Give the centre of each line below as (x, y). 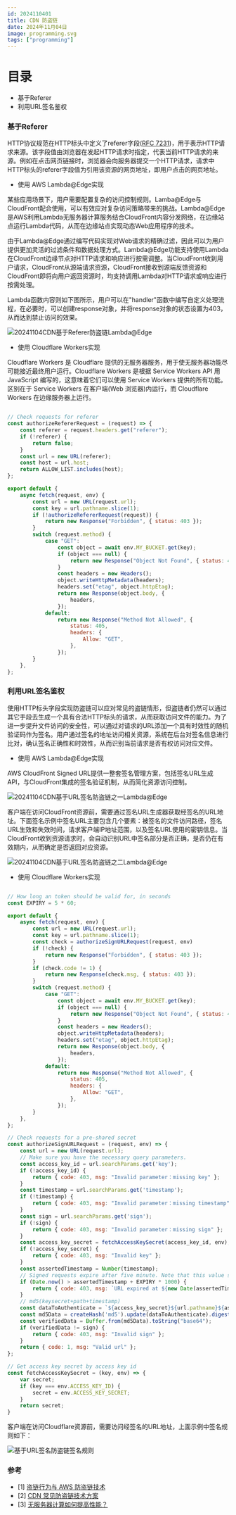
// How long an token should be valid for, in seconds (89, 896)
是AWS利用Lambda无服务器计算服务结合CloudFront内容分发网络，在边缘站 (116, 217)
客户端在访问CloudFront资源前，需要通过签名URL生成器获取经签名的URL (112, 812)
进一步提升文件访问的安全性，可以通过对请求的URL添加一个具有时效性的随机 (118, 725)
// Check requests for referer (53, 417)
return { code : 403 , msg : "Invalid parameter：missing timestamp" (131, 1203)
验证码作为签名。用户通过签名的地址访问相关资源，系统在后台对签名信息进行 (118, 734)
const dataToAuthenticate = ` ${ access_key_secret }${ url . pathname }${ (122, 1308)
